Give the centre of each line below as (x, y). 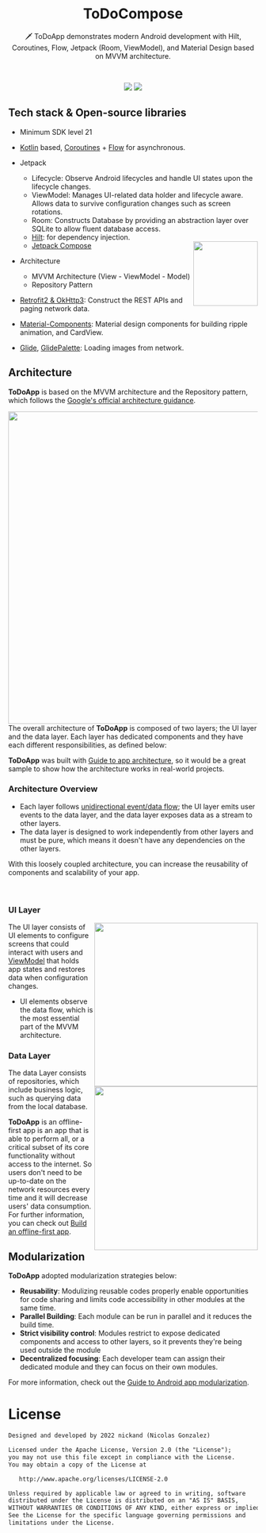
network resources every (49, 1189)
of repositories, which (44, 1082)
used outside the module (60, 1350)
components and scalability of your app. (74, 872)
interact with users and (46, 952)
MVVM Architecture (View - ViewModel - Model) (111, 276)
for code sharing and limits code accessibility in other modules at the (132, 1300)
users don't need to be (45, 1173)
